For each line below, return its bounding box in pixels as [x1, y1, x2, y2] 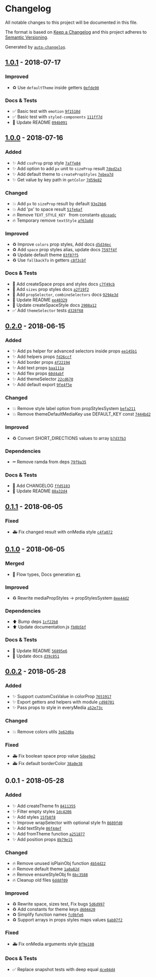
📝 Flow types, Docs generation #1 [12, 571, 80, 577]
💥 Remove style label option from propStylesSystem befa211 [12, 406, 136, 412]
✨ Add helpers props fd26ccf [12, 353, 72, 360]
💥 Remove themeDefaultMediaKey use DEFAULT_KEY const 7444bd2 [12, 411, 151, 417]
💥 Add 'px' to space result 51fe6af [12, 206, 83, 212]
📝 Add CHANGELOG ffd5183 [12, 483, 71, 489]
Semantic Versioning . [5, 34, 48, 40]
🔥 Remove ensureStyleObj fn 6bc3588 [12, 871, 88, 877]
